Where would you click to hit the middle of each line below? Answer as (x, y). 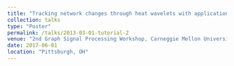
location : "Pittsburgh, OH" (48, 52)
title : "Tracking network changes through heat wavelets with (99, 13)
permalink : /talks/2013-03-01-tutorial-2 (68, 33)
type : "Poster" (29, 26)
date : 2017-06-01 (32, 45)
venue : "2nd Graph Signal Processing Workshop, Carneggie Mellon (104, 39)
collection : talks (34, 20)
